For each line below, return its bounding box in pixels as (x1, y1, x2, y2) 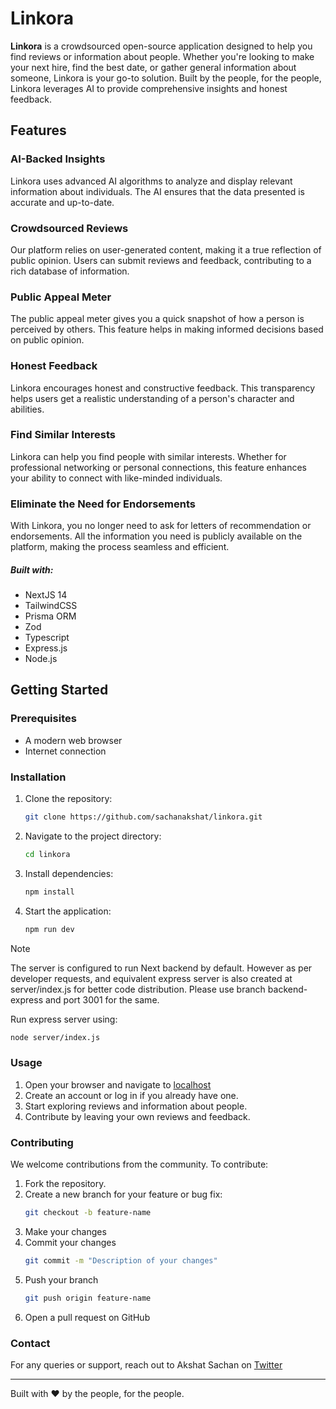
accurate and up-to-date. (10, 196, 115, 208)
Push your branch (24, 1273, 99, 1286)
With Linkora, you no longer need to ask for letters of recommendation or (10, 520, 312, 532)
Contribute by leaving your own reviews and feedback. (24, 1110, 251, 1122)
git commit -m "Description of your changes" (24, 1255, 218, 1266)
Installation (10, 770, 67, 784)
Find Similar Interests (10, 428, 116, 442)
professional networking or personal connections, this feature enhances (10, 461, 307, 473)
